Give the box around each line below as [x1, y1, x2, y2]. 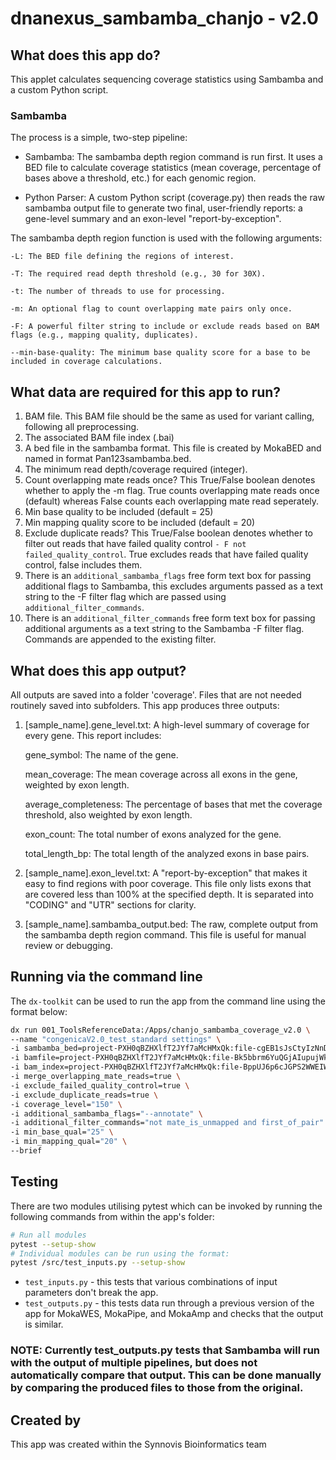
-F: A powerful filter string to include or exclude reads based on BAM [10, 322, 320, 332]
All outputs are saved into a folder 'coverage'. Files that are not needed [10, 688, 302, 701]
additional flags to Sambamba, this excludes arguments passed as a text [24, 580, 324, 592]
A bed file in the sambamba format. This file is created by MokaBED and [24, 442, 322, 454]
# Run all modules [10, 1230, 87, 1240]
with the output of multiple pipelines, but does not [10, 1356, 258, 1370]
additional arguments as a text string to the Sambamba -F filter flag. [24, 623, 305, 635]
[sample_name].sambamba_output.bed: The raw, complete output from [24, 918, 319, 930]
